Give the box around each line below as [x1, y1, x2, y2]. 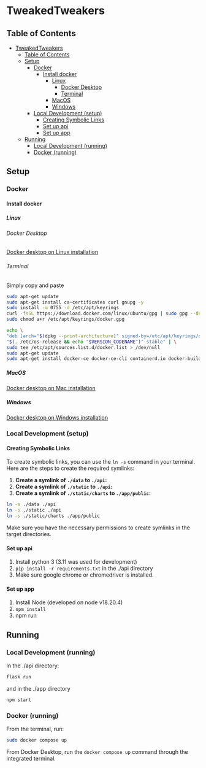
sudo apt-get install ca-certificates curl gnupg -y [6, 299, 144, 305]
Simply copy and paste [6, 282, 64, 289]
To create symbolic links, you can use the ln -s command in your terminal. [6, 458, 196, 466]
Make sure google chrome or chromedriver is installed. [15, 571, 154, 578]
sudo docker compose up [6, 737, 67, 743]
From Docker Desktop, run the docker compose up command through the [6, 748, 188, 756]
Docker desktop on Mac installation [6, 385, 96, 392]
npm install [15, 607, 46, 613]
